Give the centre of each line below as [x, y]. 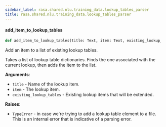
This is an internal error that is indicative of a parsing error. [72, 119]
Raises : [13, 104]
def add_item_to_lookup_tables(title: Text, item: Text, [65, 41]
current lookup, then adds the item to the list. [51, 65]
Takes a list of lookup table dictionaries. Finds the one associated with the [80, 59]
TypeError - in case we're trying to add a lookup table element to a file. [84, 114]
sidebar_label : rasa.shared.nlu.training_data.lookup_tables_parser [77, 10]
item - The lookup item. [36, 89]
